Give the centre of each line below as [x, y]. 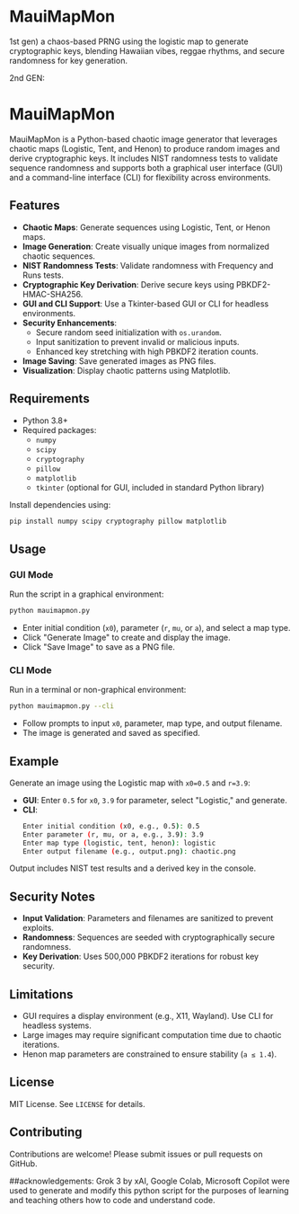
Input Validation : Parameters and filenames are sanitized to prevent [148, 918]
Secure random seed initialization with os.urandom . [129, 332]
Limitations [41, 994]
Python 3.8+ [45, 421]
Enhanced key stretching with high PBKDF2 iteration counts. [147, 351]
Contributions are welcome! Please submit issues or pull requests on [136, 1154]
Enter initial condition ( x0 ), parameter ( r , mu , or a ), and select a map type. [156, 627]
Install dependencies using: [60, 504]
